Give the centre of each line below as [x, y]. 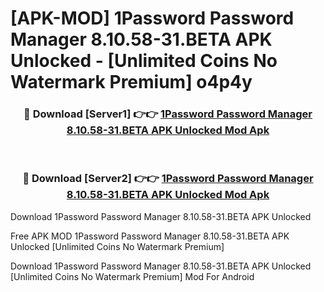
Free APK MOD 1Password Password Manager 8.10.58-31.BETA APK [150, 236]
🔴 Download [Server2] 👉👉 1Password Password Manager [168, 179]
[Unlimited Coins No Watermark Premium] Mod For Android [132, 276]
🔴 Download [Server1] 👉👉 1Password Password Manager [168, 114]
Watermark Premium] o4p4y [131, 82]
